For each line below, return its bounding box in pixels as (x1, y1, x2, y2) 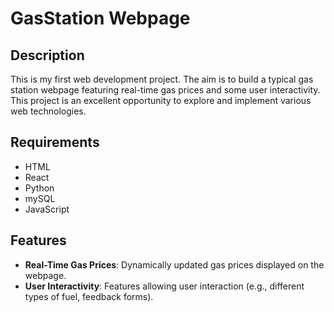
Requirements (10, 134, 100, 151)
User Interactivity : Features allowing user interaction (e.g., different (24, 280, 305, 292)
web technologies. (10, 105, 87, 117)
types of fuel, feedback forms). (24, 290, 154, 302)
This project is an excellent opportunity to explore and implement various (10, 95, 312, 106)
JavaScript (24, 203, 70, 215)
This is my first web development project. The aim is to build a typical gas (10, 73, 314, 85)
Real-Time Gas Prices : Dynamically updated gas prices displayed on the (24, 258, 325, 271)
